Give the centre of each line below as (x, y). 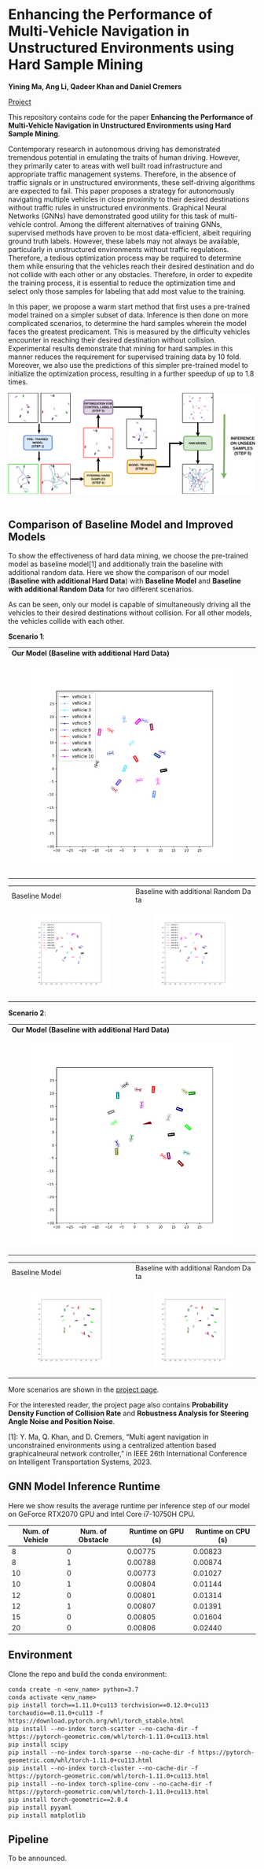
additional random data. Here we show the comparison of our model (119, 572)
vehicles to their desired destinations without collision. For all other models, (130, 613)
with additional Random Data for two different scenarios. (101, 589)
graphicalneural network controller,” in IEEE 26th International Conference (128, 1453)
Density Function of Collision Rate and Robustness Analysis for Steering (128, 1413)
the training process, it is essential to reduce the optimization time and (122, 283)
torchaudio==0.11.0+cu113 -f (56, 1713)
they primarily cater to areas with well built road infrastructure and (115, 165)
